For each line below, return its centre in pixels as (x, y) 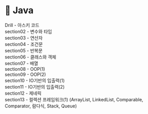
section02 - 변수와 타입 (28, 31)
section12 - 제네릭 (23, 93)
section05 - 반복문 (24, 50)
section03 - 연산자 (24, 38)
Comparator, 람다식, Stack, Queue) (41, 106)
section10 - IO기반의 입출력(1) (35, 80)
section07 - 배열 (22, 63)
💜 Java (19, 10)
